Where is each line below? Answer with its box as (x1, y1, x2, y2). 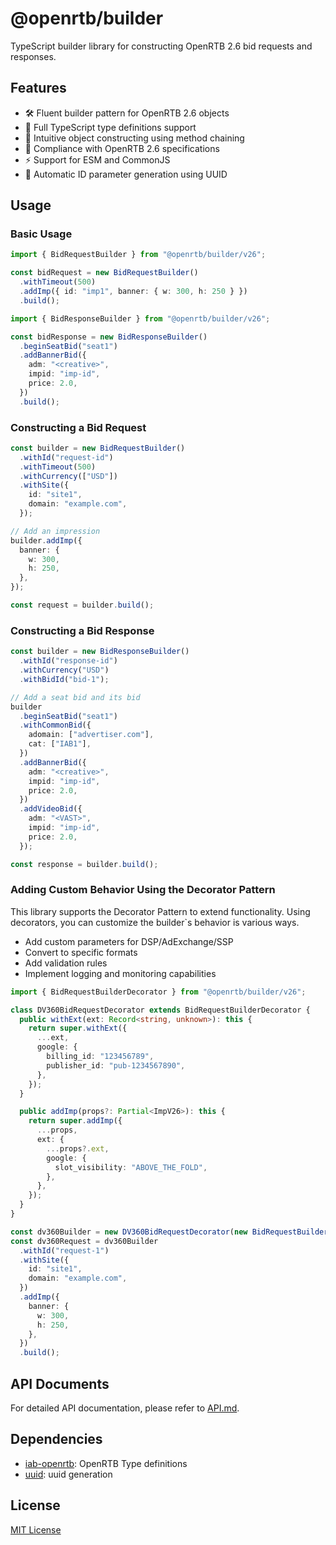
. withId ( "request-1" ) (19, 1245, 110, 1256)
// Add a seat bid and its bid (10, 692, 141, 702)
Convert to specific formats (24, 946, 138, 958)
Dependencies (10, 1431, 103, 1448)
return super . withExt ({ (28, 1023, 128, 1034)
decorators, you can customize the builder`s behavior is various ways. (10, 916, 300, 928)
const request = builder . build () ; (10, 600, 155, 611)
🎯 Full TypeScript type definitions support (24, 121, 197, 133)
